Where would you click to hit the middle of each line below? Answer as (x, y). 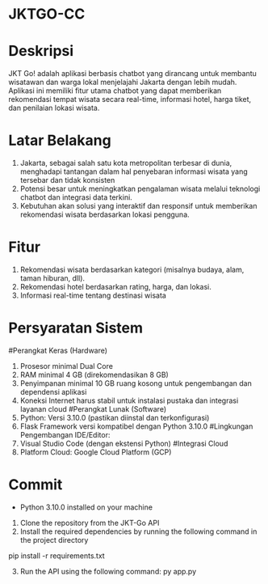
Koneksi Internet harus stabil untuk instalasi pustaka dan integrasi (129, 400)
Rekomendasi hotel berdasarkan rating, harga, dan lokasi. (115, 287)
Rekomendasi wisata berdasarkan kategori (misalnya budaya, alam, (132, 269)
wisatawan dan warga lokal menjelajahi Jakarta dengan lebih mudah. (123, 83)
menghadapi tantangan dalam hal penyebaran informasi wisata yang (134, 171)
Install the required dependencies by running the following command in (138, 531)
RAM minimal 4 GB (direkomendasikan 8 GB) (94, 375)
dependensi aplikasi (53, 391)
